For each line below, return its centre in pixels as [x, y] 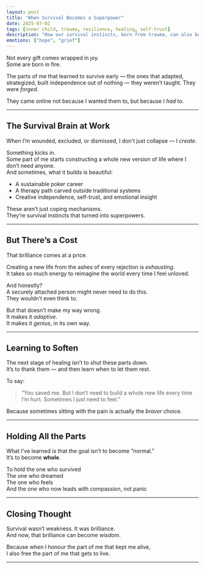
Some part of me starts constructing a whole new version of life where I [96, 159]
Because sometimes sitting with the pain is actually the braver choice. [94, 411]
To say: [16, 381]
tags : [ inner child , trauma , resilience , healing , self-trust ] [88, 29]
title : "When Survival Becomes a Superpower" [65, 18]
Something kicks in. [31, 152]
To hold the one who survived [44, 469]
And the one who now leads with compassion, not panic [77, 489]
